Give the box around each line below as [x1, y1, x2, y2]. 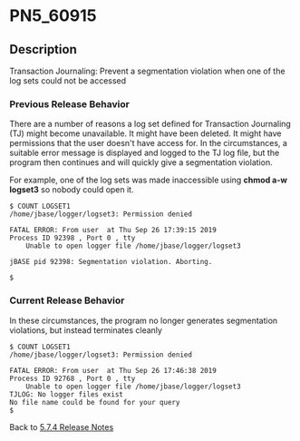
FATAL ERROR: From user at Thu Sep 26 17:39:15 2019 [9, 226, 218, 235]
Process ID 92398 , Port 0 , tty [9, 233, 136, 243]
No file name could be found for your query [9, 397, 180, 407]
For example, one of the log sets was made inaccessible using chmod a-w [9, 174, 288, 186]
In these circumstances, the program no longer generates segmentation [9, 315, 278, 326]
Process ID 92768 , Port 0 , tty [9, 374, 136, 383]
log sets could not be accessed [9, 75, 127, 86]
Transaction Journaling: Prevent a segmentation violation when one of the [9, 65, 285, 76]
